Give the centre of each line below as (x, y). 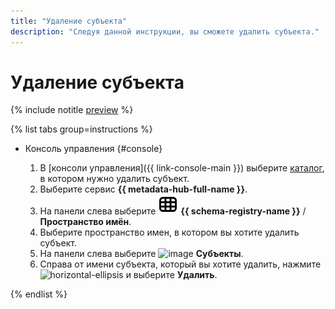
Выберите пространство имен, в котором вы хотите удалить (169, 232)
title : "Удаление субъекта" (69, 21)
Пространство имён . (85, 222)
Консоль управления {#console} (93, 149)
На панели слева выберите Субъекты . (141, 254)
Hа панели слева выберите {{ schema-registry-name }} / (173, 211)
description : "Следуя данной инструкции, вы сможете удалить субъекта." (165, 31)
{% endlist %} (39, 294)
